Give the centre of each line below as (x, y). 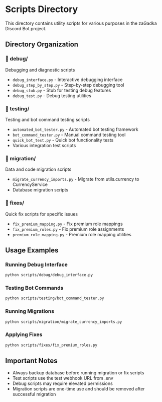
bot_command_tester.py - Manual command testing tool (69, 135)
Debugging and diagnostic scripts (40, 70)
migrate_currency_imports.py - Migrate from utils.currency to (76, 179)
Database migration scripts (40, 190)
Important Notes (31, 360)
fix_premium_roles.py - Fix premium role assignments (68, 229)
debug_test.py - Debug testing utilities (52, 95)
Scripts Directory (42, 9)
